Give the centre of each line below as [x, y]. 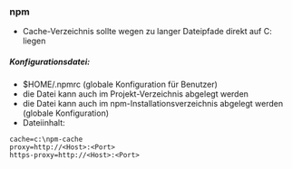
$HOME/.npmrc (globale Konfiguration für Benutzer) [120, 84]
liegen [34, 41]
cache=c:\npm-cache [46, 140]
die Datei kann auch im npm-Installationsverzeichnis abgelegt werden [153, 104]
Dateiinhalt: [44, 123]
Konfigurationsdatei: [50, 61]
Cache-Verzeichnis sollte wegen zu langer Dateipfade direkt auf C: [147, 32]
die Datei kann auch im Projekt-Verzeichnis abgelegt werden [136, 94]
